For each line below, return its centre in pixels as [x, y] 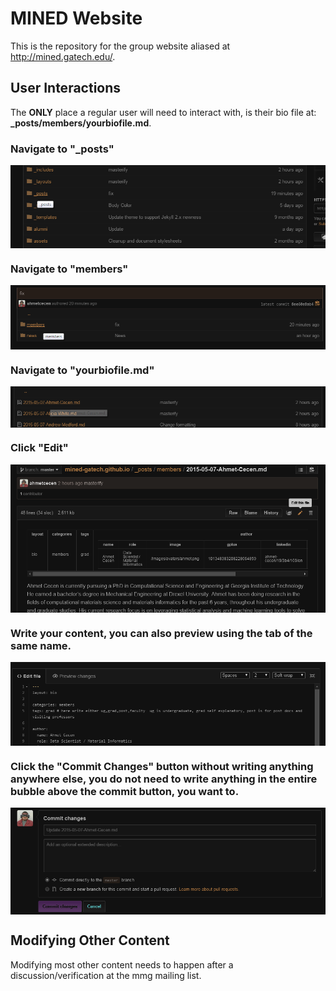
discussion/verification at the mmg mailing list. [106, 975]
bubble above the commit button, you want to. [125, 791]
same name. [41, 645]
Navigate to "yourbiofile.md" [82, 370]
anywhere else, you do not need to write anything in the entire [164, 779]
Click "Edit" [39, 448]
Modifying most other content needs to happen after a [122, 964]
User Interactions [66, 88]
